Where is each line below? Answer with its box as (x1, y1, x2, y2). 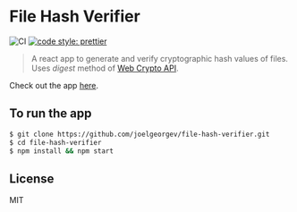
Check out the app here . (9, 80, 99, 90)
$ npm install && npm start (9, 146, 115, 156)
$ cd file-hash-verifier (9, 138, 102, 147)
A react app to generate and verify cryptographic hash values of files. (30, 53, 289, 64)
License (9, 171, 55, 186)
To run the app (9, 106, 92, 122)
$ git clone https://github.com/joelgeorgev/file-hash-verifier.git (9, 130, 270, 139)
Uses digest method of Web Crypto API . (30, 63, 179, 73)
